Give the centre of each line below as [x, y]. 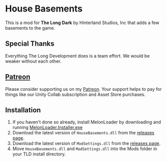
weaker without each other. [33, 61]
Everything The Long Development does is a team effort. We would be [77, 56]
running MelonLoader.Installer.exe [47, 127]
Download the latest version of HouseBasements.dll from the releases [83, 133]
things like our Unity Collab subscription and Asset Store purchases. [75, 94]
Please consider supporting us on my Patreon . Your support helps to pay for [83, 89]
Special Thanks [30, 44]
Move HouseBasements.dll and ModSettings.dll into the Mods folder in [85, 149]
